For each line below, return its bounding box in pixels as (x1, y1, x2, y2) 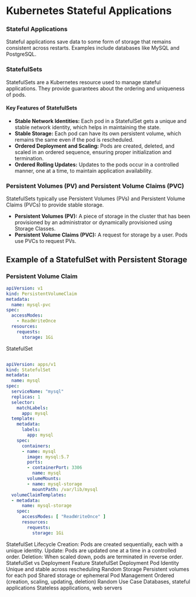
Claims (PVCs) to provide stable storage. (6, 201, 104, 208)
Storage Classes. (14, 225, 56, 232)
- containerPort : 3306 (27, 465, 82, 471)
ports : (27, 459, 43, 465)
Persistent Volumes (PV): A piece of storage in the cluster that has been (14, 212, 191, 220)
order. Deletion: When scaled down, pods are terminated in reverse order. (6, 553, 183, 560)
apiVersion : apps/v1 (6, 361, 57, 367)
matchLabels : (16, 405, 49, 411)
